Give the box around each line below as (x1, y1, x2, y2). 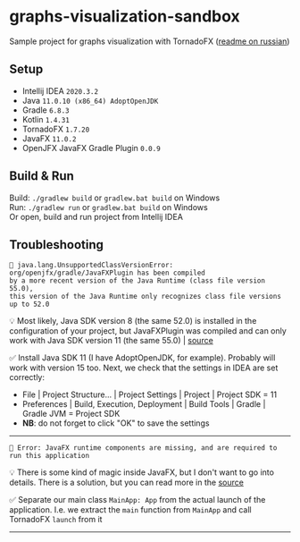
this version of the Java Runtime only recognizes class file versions (9, 292, 281, 301)
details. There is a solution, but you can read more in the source (9, 477, 244, 488)
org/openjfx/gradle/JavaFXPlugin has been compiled (9, 268, 205, 278)
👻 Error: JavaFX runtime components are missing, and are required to (9, 444, 278, 453)
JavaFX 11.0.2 (21, 132, 77, 144)
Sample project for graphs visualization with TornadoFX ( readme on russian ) (9, 36, 290, 47)
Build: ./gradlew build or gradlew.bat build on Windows (9, 192, 221, 203)
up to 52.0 (9, 300, 50, 309)
